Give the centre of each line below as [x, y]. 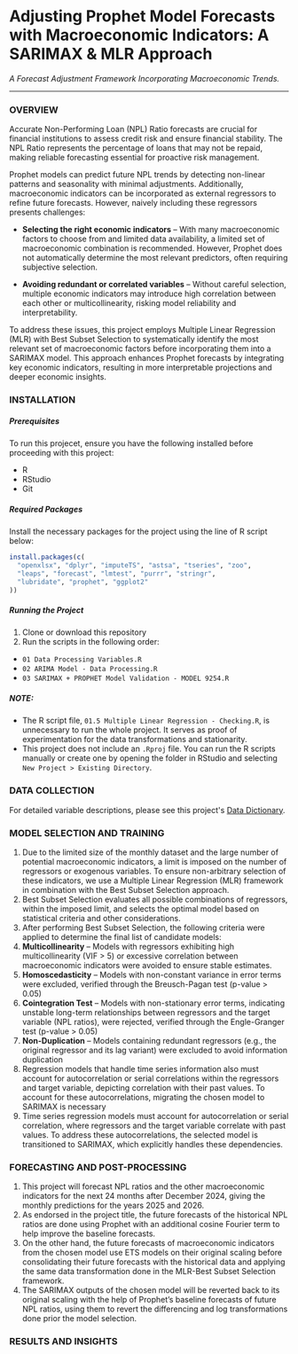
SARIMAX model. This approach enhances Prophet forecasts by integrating [147, 358]
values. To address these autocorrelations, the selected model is [140, 1135]
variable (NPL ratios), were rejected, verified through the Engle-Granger [153, 1022]
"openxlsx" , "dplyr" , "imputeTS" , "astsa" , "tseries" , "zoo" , [134, 565]
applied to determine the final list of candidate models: [122, 937]
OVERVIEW [34, 110]
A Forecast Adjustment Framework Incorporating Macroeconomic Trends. [145, 78]
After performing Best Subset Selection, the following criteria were [143, 927]
